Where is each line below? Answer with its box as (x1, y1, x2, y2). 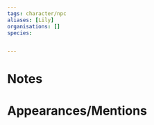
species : (7, 29, 33, 37)
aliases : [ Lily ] (7, 17, 54, 23)
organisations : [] (7, 23, 60, 30)
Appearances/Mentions (7, 103, 148, 118)
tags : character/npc (7, 10, 67, 17)
